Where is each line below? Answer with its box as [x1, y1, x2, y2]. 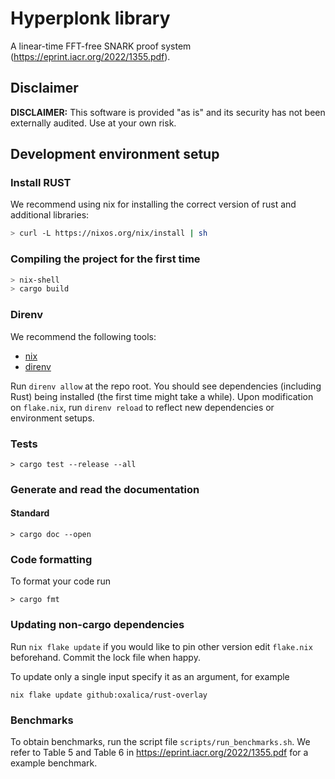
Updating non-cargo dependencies [10, 618, 185, 632]
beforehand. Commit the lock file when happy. [10, 651, 201, 663]
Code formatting [10, 553, 93, 566]
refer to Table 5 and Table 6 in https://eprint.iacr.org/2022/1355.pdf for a [10, 746, 309, 758]
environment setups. [10, 412, 95, 424]
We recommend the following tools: [10, 330, 157, 342]
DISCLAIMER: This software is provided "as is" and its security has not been [10, 106, 326, 118]
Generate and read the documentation [10, 482, 200, 496]
